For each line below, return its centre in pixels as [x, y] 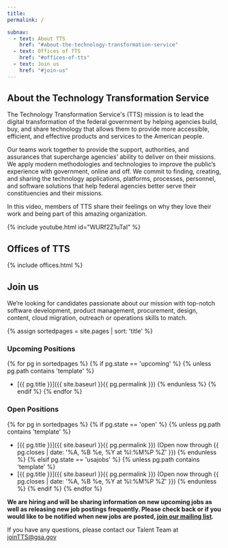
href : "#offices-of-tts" [55, 58]
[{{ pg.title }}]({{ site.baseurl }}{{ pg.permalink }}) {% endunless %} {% [117, 384]
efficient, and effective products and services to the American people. [105, 136]
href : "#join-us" [44, 70]
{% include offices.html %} [45, 265]
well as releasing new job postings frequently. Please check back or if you [114, 509]
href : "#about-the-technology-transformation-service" [99, 45]
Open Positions [33, 410]
